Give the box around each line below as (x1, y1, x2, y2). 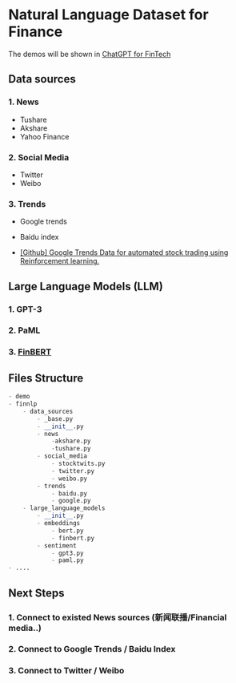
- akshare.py (50, 437, 91, 446)
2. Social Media (8, 152, 70, 163)
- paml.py (50, 556, 84, 564)
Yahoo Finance (19, 131, 70, 141)
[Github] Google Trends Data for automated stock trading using (19, 248, 229, 257)
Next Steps (8, 586, 65, 600)
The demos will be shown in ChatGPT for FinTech (8, 49, 171, 59)
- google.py (50, 497, 91, 505)
